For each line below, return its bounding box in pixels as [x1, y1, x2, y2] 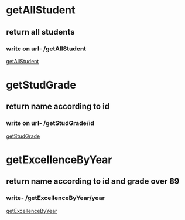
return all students [6, 27, 75, 37]
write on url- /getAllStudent [6, 45, 87, 53]
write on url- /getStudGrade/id [6, 119, 95, 127]
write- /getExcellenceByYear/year [6, 194, 105, 202]
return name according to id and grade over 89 [6, 177, 180, 187]
